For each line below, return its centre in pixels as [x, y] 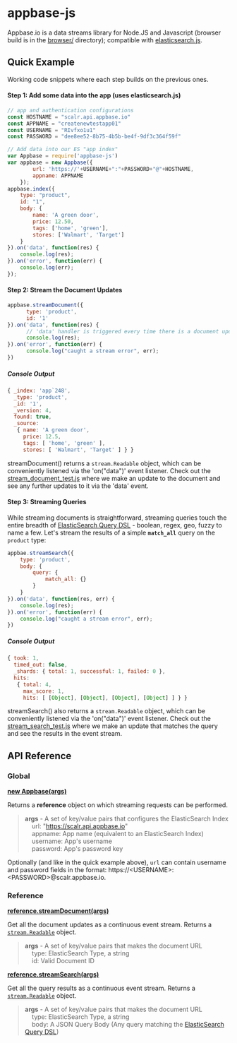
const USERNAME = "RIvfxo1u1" [52, 130]
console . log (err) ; [47, 268]
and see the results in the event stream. [65, 734]
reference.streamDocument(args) [58, 911]
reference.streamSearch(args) [53, 975]
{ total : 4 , [34, 684]
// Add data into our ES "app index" [63, 150]
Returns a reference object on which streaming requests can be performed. [117, 805]
